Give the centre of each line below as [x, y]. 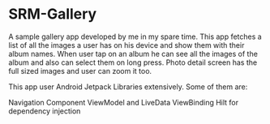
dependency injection [45, 111]
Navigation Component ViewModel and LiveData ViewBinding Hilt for [124, 102]
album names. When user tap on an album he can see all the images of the [133, 53]
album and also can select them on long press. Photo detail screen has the [133, 62]
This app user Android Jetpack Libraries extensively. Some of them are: [128, 87]
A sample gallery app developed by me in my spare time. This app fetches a [135, 36]
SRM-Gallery [53, 14]
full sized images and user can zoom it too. [80, 71]
